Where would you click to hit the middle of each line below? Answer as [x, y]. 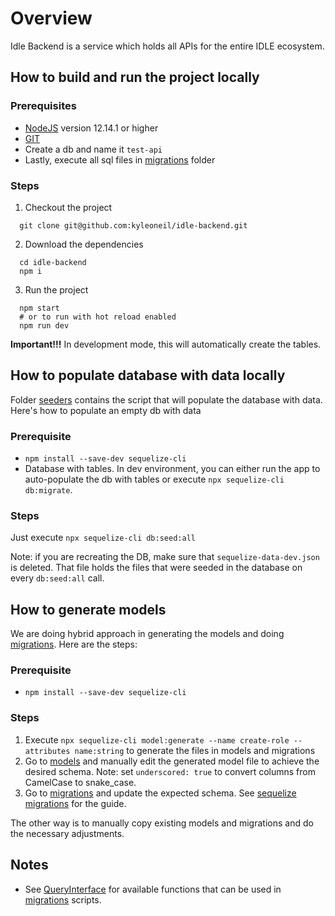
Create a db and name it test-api [93, 149]
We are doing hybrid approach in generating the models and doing [147, 634]
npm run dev [44, 325]
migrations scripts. [63, 899]
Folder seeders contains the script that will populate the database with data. [166, 399]
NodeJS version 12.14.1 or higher [91, 128]
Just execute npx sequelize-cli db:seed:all [103, 538]
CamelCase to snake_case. [80, 782]
